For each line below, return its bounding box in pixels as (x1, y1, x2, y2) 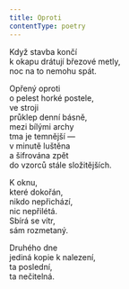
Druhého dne (9, 242, 58, 253)
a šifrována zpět (9, 149, 69, 160)
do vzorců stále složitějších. (9, 159, 112, 170)
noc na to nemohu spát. (9, 65, 97, 77)
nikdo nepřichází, (9, 195, 73, 207)
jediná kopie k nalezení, (9, 251, 96, 262)
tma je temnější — (9, 131, 76, 141)
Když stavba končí (9, 46, 78, 57)
